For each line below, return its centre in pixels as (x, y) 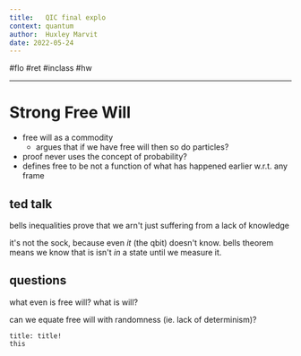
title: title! (36, 336)
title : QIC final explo (57, 17)
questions (38, 280)
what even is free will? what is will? (74, 302)
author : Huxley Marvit (54, 34)
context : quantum (42, 26)
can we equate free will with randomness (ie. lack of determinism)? (133, 319)
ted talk (31, 204)
